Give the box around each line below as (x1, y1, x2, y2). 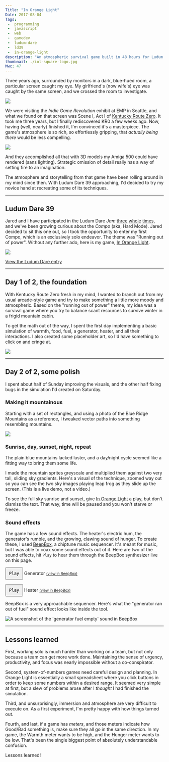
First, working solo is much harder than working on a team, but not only (5, 649, 153, 655)
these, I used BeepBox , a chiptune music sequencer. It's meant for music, (5, 541, 158, 547)
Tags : (5, 17, 17, 22)
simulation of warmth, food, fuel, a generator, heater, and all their (5, 328, 140, 334)
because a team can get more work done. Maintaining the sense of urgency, (5, 654, 163, 660)
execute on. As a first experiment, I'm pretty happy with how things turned (5, 706, 159, 712)
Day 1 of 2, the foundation (5, 278, 87, 287)
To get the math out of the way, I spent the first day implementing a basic (5, 322, 157, 328)
